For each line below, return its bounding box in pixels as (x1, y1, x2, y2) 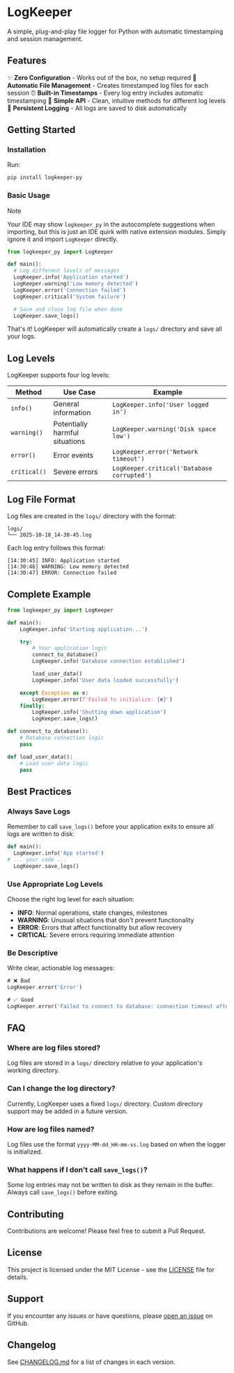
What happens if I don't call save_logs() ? (7, 1165, 148, 1174)
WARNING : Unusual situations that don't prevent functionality (17, 915, 194, 924)
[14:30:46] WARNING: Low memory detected (7, 564, 130, 571)
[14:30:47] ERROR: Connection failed (7, 569, 117, 577)
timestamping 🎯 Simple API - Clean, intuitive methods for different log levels (7, 96, 226, 104)
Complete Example (7, 588, 91, 600)
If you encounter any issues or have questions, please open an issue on (7, 1311, 213, 1320)
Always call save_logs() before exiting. (7, 1188, 119, 1197)
